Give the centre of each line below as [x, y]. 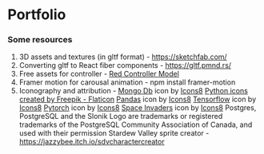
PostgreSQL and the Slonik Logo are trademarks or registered [121, 116]
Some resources [40, 40]
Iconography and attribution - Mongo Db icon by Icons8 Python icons [134, 91]
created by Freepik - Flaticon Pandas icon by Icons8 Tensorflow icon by [138, 99]
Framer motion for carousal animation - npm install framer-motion [127, 82]
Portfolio [37, 15]
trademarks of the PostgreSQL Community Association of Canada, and [136, 124]
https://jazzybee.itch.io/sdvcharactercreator [92, 142]
